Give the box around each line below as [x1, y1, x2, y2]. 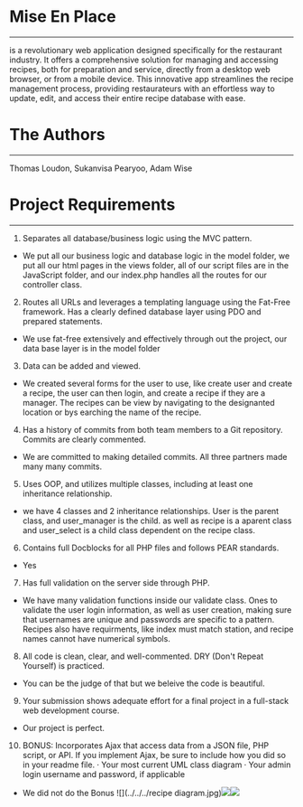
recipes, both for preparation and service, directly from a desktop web [9, 63, 271, 74]
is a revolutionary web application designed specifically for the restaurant [9, 44, 282, 55]
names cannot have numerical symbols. [22, 633, 171, 643]
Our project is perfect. [22, 722, 106, 733]
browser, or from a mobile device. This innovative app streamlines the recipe [9, 73, 294, 84]
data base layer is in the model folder [22, 343, 161, 353]
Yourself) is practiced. [22, 660, 106, 671]
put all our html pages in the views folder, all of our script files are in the [22, 259, 289, 270]
